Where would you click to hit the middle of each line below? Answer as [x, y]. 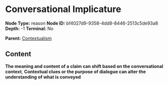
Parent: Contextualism [28, 38]
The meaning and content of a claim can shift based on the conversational [84, 66]
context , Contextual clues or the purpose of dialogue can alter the [75, 71]
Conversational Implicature [63, 9]
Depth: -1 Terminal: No [29, 28]
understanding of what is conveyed [43, 77]
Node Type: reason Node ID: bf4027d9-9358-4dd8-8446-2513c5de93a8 [82, 23]
